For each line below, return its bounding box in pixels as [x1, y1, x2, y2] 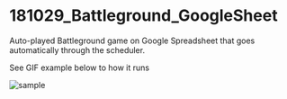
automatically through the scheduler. [9, 44, 146, 55]
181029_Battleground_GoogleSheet [9, 5, 278, 26]
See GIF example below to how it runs [9, 62, 150, 73]
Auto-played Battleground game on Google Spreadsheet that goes [9, 35, 256, 46]
